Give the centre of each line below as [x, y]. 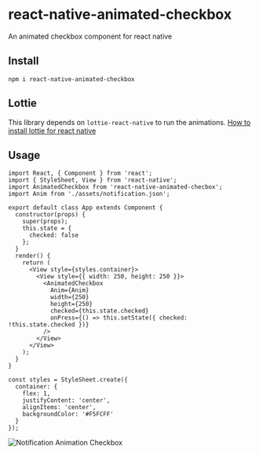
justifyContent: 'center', [66, 400]
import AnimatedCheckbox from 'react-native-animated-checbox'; [115, 187]
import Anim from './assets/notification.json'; [89, 194]
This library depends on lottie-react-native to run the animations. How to [129, 122]
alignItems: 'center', [59, 408]
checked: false [54, 235]
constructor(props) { [51, 215]
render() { [33, 256]
